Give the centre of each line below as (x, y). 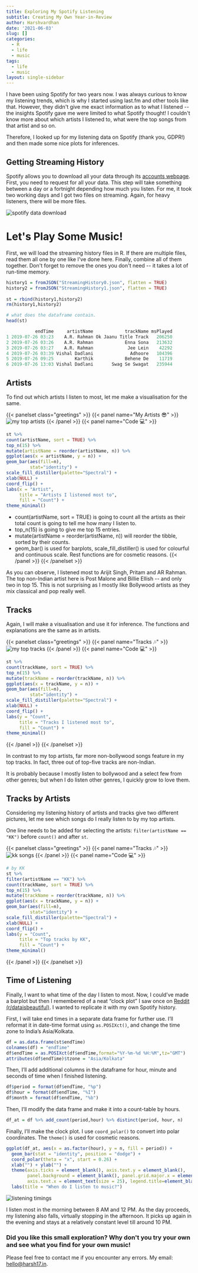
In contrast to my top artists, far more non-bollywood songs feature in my (95, 756)
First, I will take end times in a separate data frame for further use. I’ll (90, 1018)
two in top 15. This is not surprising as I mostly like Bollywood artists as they (98, 585)
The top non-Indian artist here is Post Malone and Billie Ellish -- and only (94, 579)
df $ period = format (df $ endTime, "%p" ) (54, 1087)
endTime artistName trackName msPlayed (104, 331)
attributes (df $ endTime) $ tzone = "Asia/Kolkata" (66, 1059)
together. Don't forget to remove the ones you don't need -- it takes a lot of (97, 265)
